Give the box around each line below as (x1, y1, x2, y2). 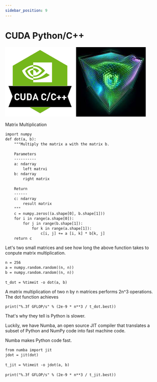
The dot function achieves (5, 294, 58, 300)
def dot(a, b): (5, 136, 37, 141)
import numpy (5, 131, 32, 136)
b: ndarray (14, 171, 37, 176)
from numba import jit (5, 347, 52, 352)
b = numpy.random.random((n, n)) (5, 270, 74, 275)
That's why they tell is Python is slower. (5, 313, 86, 318)
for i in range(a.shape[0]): (14, 216, 74, 221)
